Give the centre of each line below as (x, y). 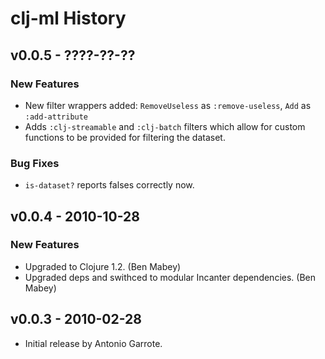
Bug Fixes (35, 163)
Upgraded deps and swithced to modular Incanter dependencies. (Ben (170, 277)
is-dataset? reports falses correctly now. (109, 185)
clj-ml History (68, 18)
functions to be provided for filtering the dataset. (125, 137)
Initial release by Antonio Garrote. (93, 343)
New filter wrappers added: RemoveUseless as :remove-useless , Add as (168, 105)
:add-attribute (56, 117)
